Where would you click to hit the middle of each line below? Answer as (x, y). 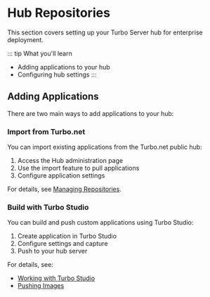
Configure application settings (61, 176)
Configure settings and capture (63, 244)
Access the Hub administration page (70, 161)
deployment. (25, 39)
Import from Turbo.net (46, 131)
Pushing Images (41, 286)
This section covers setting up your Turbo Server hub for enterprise (105, 32)
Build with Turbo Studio (48, 207)
